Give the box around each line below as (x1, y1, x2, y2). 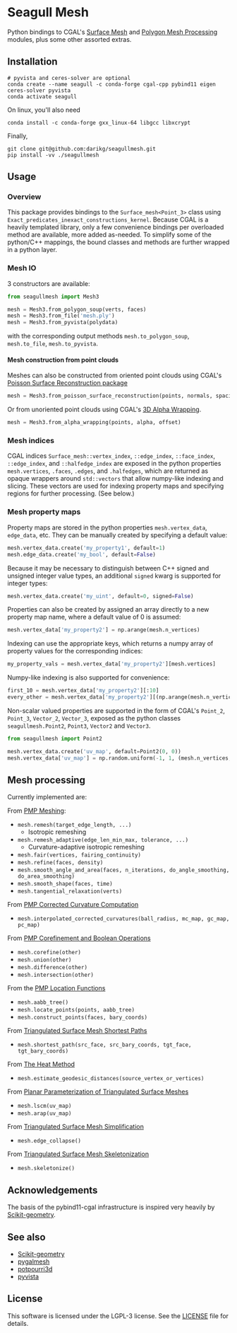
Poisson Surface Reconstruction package (7, 379, 128, 387)
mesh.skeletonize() (17, 1165, 75, 1172)
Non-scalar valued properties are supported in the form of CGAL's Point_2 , (7, 706, 226, 715)
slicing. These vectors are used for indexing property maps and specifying (7, 482, 224, 491)
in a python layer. (7, 246, 58, 254)
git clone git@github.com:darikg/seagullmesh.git (7, 145, 157, 152)
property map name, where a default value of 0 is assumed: (7, 613, 181, 622)
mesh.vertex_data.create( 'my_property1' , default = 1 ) (7, 544, 166, 551)
